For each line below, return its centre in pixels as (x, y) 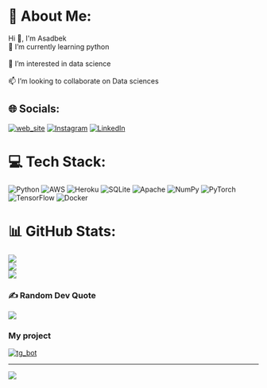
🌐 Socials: (34, 109)
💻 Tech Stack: (57, 161)
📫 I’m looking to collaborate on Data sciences (83, 81)
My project (30, 336)
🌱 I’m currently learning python (59, 46)
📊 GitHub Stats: (62, 231)
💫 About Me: (50, 16)
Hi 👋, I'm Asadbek (37, 38)
